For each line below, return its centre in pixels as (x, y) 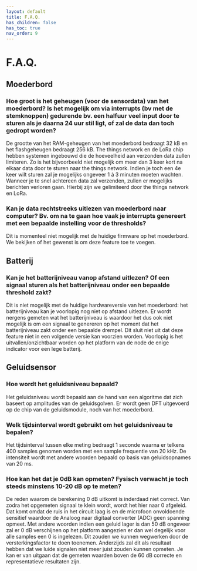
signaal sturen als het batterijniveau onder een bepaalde (88, 285)
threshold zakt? (29, 292)
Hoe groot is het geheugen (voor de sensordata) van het (87, 101)
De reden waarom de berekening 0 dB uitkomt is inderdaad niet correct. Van (98, 499)
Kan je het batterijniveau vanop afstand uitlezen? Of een (88, 277)
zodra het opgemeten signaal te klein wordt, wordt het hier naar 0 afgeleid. (96, 505)
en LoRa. (17, 193)
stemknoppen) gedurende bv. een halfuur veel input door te (93, 115)
